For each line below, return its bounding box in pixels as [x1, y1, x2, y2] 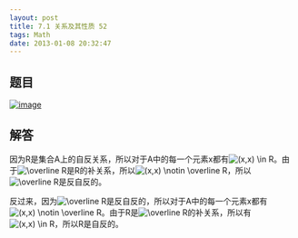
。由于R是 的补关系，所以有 [101, 206, 252, 218]
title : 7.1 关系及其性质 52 [9, 22, 107, 31]
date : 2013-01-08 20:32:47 [9, 38, 112, 48]
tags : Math [9, 30, 51, 39]
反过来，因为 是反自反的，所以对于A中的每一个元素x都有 [9, 195, 268, 206]
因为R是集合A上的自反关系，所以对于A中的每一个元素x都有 [9, 154, 229, 164]
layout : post [9, 13, 59, 23]
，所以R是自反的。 [54, 218, 124, 229]
